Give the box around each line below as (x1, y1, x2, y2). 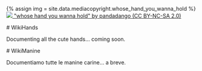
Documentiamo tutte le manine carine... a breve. (6, 59, 126, 66)
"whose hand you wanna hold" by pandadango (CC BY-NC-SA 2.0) (13, 12, 181, 19)
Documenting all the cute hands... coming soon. (6, 35, 126, 43)
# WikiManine (6, 48, 41, 54)
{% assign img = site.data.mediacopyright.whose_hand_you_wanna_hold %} (6, 5, 197, 12)
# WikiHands (6, 24, 38, 31)
